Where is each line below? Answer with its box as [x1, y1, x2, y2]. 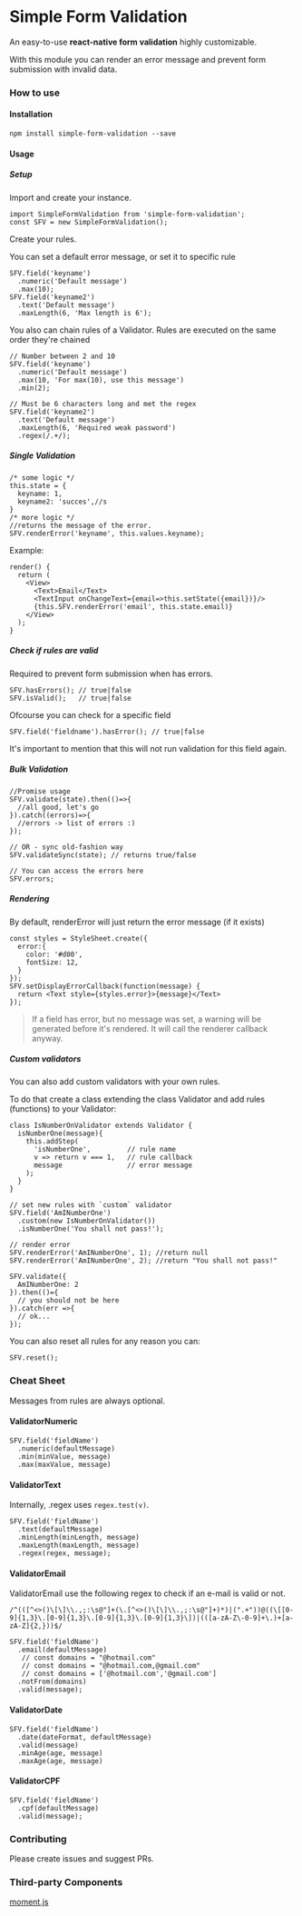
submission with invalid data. [9, 64, 118, 75]
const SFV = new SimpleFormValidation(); [9, 217, 169, 226]
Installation [9, 109, 53, 120]
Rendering [9, 893, 50, 904]
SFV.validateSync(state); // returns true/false [9, 850, 197, 860]
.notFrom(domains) [17, 1677, 88, 1687]
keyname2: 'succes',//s [17, 497, 107, 506]
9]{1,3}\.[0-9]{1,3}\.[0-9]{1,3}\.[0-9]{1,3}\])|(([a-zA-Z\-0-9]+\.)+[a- [9, 1613, 295, 1623]
